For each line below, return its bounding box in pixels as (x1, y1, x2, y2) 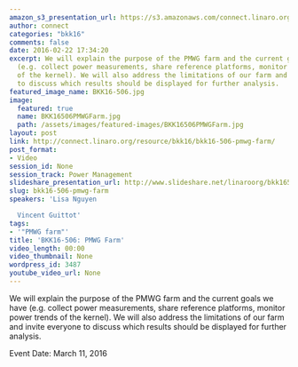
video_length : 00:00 (9, 243, 86, 253)
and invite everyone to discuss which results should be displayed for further (9, 321, 286, 331)
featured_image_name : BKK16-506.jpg (9, 87, 145, 96)
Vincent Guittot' (17, 211, 82, 219)
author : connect (9, 21, 69, 30)
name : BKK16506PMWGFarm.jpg (17, 112, 122, 121)
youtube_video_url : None (9, 268, 101, 278)
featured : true (17, 104, 74, 113)
